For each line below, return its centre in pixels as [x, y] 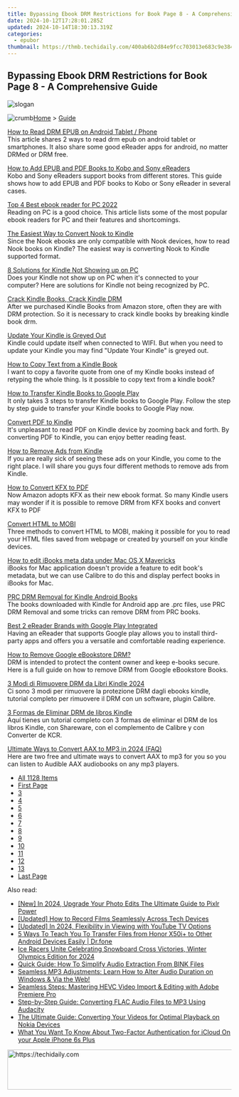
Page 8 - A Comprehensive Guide [83, 87]
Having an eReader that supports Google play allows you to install [104, 633]
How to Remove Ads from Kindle [55, 451]
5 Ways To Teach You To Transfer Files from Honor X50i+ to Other [115, 933]
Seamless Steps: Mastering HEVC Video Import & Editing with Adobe [118, 987]
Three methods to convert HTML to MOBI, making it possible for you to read [119, 531]
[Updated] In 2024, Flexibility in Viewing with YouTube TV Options [114, 926]
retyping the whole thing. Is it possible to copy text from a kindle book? [111, 379]
